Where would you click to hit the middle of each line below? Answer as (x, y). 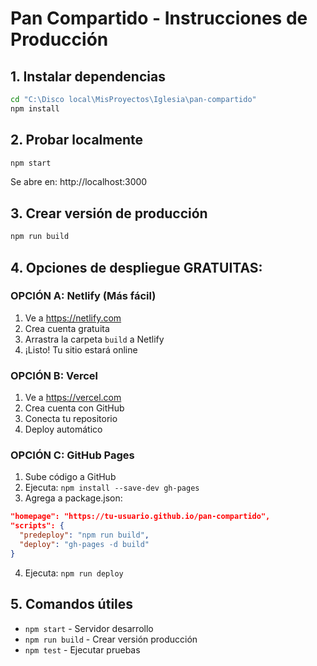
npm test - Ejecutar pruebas (82, 649)
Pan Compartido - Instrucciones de (159, 18)
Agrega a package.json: (73, 498)
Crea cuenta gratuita (67, 328)
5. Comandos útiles (72, 604)
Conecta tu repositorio (71, 419)
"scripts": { (37, 526)
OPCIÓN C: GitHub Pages (72, 455)
